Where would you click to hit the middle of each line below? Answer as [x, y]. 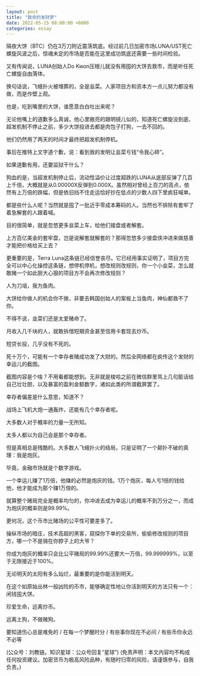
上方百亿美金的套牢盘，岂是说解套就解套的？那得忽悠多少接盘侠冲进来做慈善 [100, 238]
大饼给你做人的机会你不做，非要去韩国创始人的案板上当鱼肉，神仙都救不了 [97, 299]
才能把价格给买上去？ [32, 245]
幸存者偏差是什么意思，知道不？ [45, 397]
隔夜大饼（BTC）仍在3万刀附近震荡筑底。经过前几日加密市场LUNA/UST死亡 [99, 46]
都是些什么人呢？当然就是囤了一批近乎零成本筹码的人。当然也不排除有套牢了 [100, 205]
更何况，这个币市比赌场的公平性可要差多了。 [61, 521]
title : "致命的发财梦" [32, 17]
